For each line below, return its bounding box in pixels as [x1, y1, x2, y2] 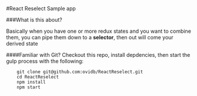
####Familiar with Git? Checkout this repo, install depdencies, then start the [6, 52, 191, 58]
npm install [16, 79, 46, 85]
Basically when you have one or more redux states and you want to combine [6, 28, 191, 35]
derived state [6, 40, 38, 47]
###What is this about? [6, 16, 63, 23]
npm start [16, 84, 41, 90]
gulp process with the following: [6, 58, 84, 64]
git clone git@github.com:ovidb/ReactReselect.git [16, 69, 143, 75]
